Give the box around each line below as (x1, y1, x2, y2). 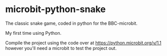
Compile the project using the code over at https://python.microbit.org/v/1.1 (5, 39, 162, 46)
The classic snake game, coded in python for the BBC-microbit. (5, 20, 138, 26)
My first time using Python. (5, 30, 62, 36)
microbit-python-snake (5, 4, 106, 15)
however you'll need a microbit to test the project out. (5, 45, 117, 51)
